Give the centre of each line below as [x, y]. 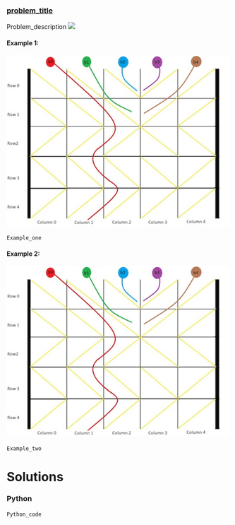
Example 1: [23, 43]
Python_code [24, 514]
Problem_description [37, 27]
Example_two [24, 449]
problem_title [30, 11]
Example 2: [23, 254]
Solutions [35, 477]
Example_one [24, 238]
